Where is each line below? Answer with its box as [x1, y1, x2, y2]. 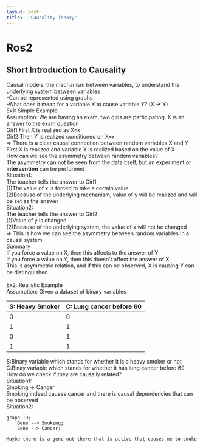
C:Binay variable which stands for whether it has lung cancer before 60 [6, 364, 185, 371]
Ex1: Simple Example [6, 107, 58, 114]
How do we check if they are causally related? [6, 370, 122, 377]
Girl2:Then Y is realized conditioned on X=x [6, 133, 115, 140]
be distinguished [6, 268, 48, 275]
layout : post [6, 9, 40, 15]
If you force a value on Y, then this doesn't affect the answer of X [6, 255, 170, 263]
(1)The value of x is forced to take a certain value [6, 184, 129, 191]
